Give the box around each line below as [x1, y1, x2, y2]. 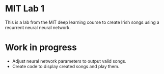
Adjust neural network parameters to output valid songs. [12, 58, 127, 64]
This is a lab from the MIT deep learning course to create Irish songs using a [5, 19, 160, 25]
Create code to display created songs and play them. [12, 63, 120, 69]
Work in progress [5, 42, 77, 53]
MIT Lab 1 [5, 3, 45, 14]
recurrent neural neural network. [5, 24, 71, 30]
